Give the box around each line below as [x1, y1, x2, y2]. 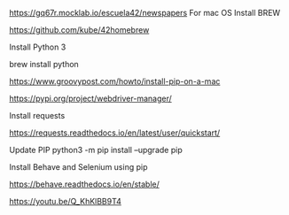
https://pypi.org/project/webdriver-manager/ [9, 93, 173, 104]
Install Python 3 [9, 42, 66, 52]
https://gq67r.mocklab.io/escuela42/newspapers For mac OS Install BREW [9, 8, 281, 18]
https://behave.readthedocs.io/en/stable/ [9, 179, 160, 189]
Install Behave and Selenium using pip [9, 162, 148, 172]
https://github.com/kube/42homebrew [9, 25, 150, 35]
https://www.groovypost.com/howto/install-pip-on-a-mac [9, 76, 221, 87]
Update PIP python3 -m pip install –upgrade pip [9, 145, 184, 155]
